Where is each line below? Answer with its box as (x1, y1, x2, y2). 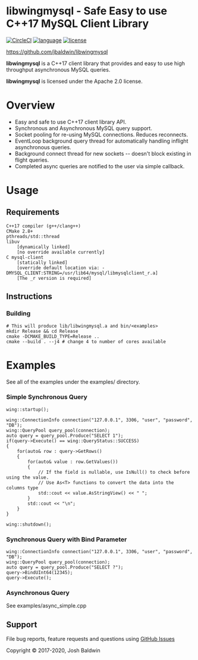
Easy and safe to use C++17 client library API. (14, 118, 127, 125)
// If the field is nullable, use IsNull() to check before (37, 469, 190, 475)
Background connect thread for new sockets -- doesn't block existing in (14, 150, 191, 157)
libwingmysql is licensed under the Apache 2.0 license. (6, 78, 143, 85)
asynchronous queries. (14, 143, 71, 150)
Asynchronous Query (6, 589, 70, 597)
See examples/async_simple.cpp (6, 602, 87, 609)
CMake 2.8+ (6, 228, 33, 234)
